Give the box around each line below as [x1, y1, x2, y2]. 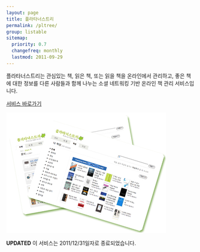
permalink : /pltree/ [6, 22, 58, 28]
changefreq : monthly [11, 48, 63, 54]
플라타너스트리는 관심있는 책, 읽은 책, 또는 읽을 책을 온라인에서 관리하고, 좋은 [6, 72, 185, 79]
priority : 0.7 [11, 41, 47, 48]
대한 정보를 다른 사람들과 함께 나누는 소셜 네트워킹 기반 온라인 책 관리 [12, 79, 174, 87]
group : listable [6, 29, 47, 35]
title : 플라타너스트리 [6, 16, 54, 22]
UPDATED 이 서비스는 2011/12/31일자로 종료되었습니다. [6, 239, 137, 247]
